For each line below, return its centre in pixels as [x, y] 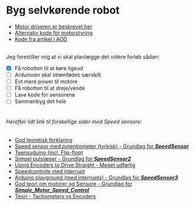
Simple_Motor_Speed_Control [52, 190]
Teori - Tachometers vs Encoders [55, 196]
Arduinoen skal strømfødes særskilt [58, 75]
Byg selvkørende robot [63, 10]
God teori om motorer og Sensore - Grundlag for [73, 184]
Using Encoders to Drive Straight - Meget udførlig [75, 165]
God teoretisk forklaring [43, 140]
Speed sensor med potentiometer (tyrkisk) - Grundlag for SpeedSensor [102, 146]
